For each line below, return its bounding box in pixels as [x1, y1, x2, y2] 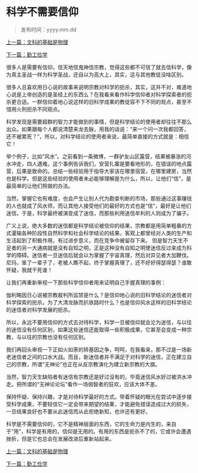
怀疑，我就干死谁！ [6, 266, 53, 273]
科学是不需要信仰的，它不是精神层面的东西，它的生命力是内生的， [6, 420, 166, 428]
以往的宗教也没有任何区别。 [21, 333, 89, 340]
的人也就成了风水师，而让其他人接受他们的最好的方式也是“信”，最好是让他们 [6, 202, 192, 209]
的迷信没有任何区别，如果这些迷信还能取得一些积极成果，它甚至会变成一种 [6, 326, 187, 333]
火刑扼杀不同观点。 [16, 106, 63, 113]
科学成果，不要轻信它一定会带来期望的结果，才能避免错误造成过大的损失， [11, 400, 192, 408]
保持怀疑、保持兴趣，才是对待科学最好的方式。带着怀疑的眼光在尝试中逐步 [6, 393, 187, 400]
